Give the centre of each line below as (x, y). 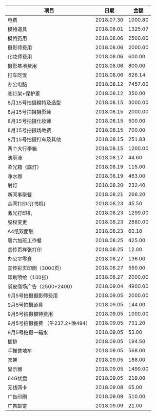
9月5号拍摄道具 (25, 305)
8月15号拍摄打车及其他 (34, 139)
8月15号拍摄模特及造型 (34, 103)
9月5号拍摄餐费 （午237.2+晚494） (49, 323)
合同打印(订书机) (27, 204)
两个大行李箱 (22, 149)
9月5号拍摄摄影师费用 (33, 296)
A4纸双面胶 (21, 231)
